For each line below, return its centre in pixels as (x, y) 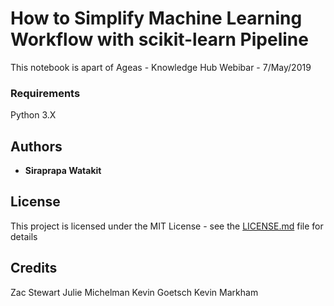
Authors (36, 146)
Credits (34, 268)
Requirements (45, 93)
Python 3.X (33, 115)
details (24, 236)
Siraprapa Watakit (63, 171)
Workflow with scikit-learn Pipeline (159, 39)
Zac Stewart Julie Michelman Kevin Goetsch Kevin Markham (134, 292)
